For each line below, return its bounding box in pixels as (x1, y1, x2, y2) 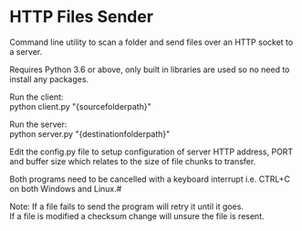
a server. (9, 46, 43, 57)
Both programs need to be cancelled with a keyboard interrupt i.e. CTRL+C (9, 173, 290, 184)
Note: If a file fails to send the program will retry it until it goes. (9, 201, 245, 212)
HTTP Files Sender (9, 6, 153, 27)
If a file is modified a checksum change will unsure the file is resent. (9, 210, 265, 221)
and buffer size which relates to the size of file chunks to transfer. (9, 155, 256, 166)
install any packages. (9, 73, 89, 84)
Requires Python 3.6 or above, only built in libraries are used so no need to (9, 64, 290, 75)
